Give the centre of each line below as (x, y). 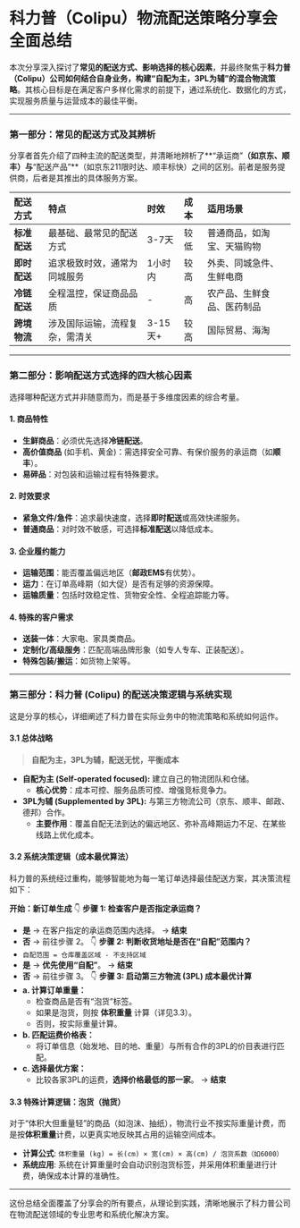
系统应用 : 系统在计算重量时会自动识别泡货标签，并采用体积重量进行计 (150, 1164)
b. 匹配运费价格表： (58, 1035)
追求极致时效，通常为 (93, 263)
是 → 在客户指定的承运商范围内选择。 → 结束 (104, 930)
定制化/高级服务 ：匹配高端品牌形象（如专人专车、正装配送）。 (135, 650)
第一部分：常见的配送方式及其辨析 (83, 134)
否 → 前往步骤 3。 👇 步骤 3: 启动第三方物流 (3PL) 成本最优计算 (137, 977)
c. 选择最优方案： (54, 1069)
